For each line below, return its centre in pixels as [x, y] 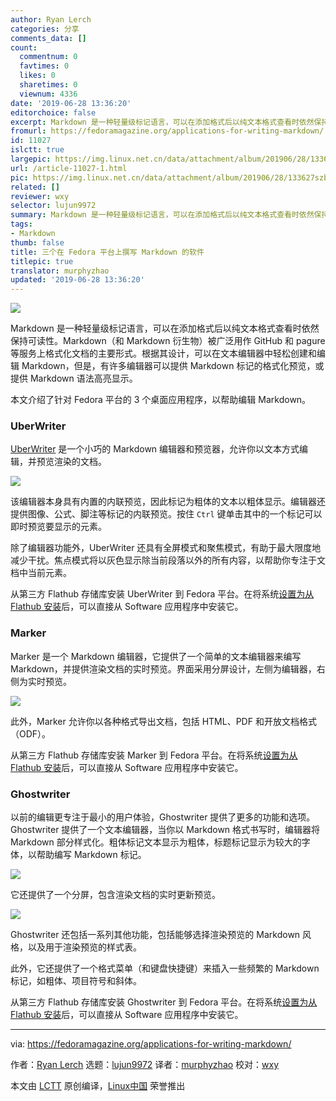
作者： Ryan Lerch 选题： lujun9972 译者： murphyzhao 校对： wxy [145, 1065]
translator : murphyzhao [60, 271]
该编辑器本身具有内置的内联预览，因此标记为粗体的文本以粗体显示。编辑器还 [168, 502]
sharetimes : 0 [48, 85]
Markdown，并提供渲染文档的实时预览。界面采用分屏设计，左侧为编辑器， [163, 668]
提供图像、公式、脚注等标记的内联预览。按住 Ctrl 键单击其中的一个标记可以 [166, 514]
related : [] [35, 187]
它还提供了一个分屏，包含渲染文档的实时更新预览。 [115, 895]
